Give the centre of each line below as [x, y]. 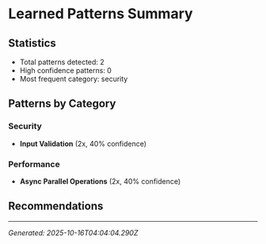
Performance [34, 164]
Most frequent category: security [74, 79]
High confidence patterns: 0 [66, 71]
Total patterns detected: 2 [62, 62]
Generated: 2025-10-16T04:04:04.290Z [73, 233]
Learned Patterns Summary [101, 14]
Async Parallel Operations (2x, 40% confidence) [100, 181]
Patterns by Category [62, 104]
